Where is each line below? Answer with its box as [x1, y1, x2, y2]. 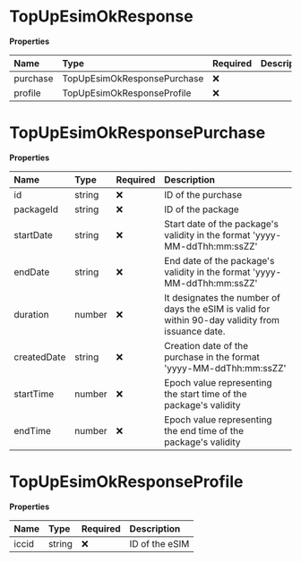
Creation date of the [164, 339, 249, 352]
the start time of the [164, 387, 248, 400]
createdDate [13, 351, 66, 363]
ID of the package [164, 203, 239, 216]
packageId [13, 203, 59, 216]
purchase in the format [164, 351, 260, 363]
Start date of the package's [164, 217, 279, 230]
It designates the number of [164, 291, 280, 303]
